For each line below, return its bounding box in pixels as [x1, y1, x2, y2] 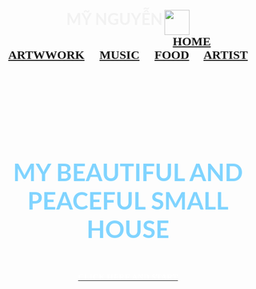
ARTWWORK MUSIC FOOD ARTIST [8, 48, 248, 62]
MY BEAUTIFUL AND [13, 157, 243, 187]
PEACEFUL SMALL [27, 186, 229, 216]
